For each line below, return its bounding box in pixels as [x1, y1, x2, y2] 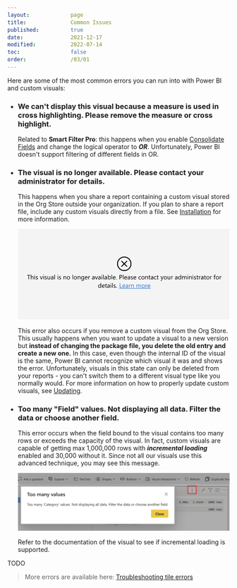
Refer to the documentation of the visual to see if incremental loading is [17, 537, 226, 546]
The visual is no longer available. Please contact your [17, 168, 205, 178]
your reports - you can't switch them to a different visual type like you [17, 371, 221, 380]
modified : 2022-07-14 [7, 41, 102, 49]
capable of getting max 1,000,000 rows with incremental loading [17, 444, 208, 452]
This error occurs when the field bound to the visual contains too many [17, 429, 224, 438]
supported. [17, 545, 50, 553]
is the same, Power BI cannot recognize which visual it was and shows [17, 356, 223, 365]
